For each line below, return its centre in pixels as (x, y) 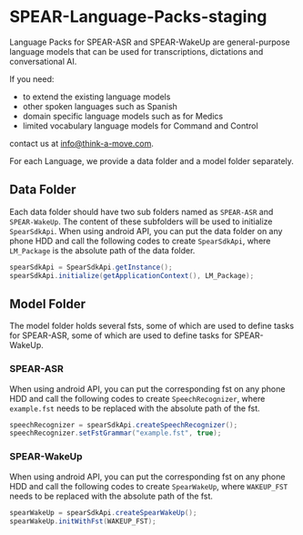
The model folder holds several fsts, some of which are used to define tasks (151, 326)
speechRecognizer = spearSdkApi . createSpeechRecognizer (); (124, 425)
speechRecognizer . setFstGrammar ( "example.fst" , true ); (116, 433)
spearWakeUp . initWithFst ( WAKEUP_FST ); (83, 521)
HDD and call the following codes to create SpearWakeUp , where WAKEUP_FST (149, 486)
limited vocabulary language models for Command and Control (140, 126)
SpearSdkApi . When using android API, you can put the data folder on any (146, 231)
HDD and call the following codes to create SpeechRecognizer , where (137, 398)
